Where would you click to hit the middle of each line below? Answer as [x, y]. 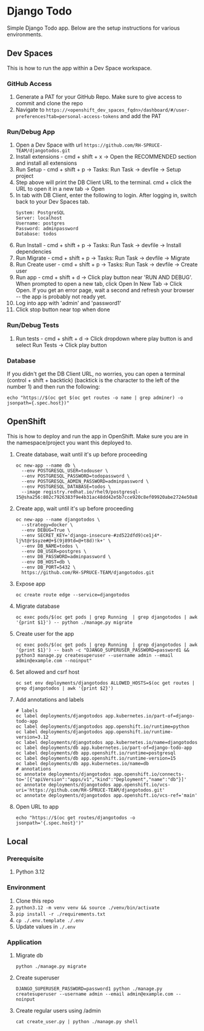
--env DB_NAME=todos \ [50, 546]
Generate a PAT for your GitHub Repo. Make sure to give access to [99, 97]
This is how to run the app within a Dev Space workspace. [79, 68]
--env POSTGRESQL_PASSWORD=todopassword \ [76, 476]
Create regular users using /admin [58, 1011]
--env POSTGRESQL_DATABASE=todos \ [66, 486]
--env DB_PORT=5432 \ [49, 567]
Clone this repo [35, 901]
